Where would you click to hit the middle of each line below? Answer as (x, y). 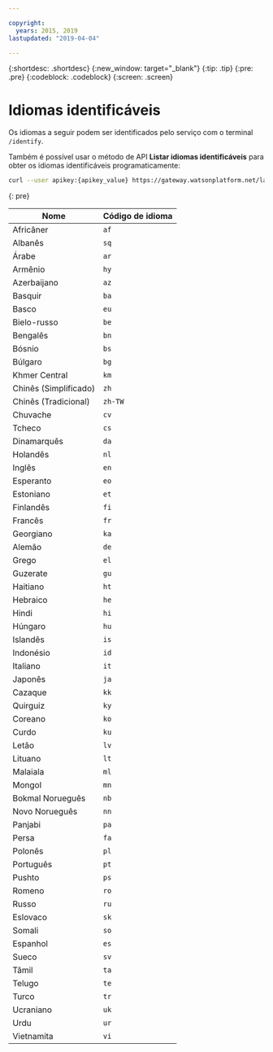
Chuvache (32, 415)
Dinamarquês (38, 442)
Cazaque (30, 692)
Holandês (31, 455)
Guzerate (30, 574)
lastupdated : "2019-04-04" (54, 38)
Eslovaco (30, 918)
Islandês (28, 639)
